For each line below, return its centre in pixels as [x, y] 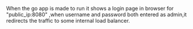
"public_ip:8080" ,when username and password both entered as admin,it [96, 14]
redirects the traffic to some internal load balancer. [68, 21]
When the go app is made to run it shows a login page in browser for [90, 8]
